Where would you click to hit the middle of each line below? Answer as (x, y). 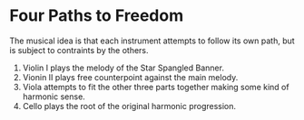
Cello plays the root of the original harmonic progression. (129, 106)
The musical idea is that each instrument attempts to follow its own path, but (152, 41)
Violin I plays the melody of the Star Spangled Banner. (123, 68)
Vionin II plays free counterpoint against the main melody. (130, 77)
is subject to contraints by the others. (79, 50)
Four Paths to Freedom (97, 16)
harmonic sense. (54, 97)
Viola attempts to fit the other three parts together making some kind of (156, 87)
